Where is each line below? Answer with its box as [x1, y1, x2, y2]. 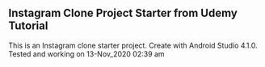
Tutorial [8, 19, 48, 33]
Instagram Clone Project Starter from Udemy [8, 6, 238, 20]
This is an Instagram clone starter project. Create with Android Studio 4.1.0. [8, 40, 258, 50]
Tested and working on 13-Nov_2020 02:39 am [8, 48, 165, 59]
